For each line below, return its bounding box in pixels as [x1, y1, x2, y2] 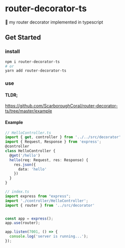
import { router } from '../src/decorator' [5, 203, 95, 208]
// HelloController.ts [5, 130, 51, 135]
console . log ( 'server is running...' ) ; [9, 234, 89, 239]
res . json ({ [14, 162, 36, 167]
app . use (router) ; [5, 221, 41, 225]
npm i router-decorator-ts [5, 59, 60, 64]
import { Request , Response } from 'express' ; [5, 139, 102, 145]
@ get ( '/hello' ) [9, 153, 41, 158]
